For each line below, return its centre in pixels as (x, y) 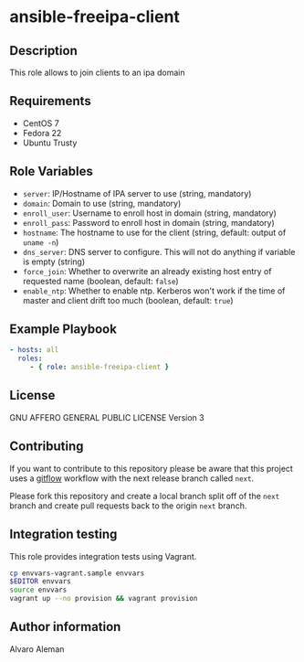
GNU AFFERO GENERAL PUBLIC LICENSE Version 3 (107, 417)
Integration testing (63, 534)
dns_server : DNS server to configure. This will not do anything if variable (159, 251)
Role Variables (51, 171)
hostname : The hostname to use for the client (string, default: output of (154, 232)
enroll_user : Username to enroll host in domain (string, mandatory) (149, 213)
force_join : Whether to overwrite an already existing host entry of (147, 271)
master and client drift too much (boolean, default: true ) (128, 300)
